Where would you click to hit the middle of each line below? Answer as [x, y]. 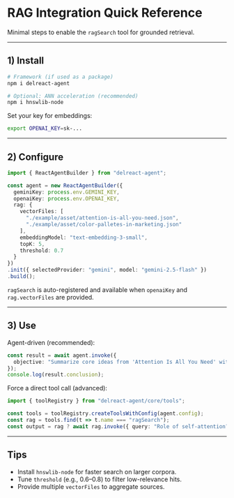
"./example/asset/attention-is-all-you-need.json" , [102, 218]
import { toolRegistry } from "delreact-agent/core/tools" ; [96, 401]
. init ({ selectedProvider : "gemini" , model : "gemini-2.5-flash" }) [107, 270]
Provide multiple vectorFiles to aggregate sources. [91, 486]
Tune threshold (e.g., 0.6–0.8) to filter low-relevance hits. [100, 479]
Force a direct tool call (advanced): [57, 388]
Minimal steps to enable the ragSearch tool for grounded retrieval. [101, 32]
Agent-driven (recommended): [51, 342]
